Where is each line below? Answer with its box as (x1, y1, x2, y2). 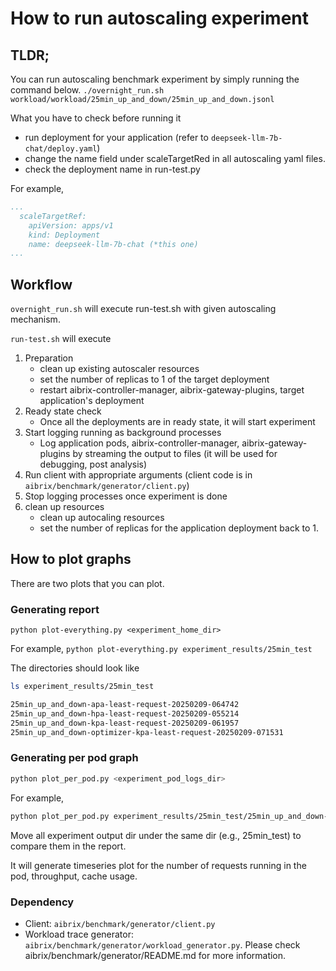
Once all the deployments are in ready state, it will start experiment (39, 416, 316, 428)
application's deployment (39, 395, 145, 407)
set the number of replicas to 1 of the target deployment (39, 373, 270, 386)
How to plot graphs (10, 551, 132, 568)
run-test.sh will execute (10, 333, 112, 345)
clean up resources (24, 501, 105, 513)
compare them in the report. (10, 840, 127, 852)
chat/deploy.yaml (24, 144, 98, 154)
